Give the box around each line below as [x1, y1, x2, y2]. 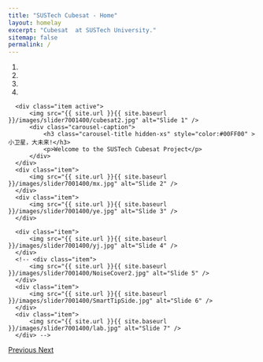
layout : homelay [8, 19, 61, 27]
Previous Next [8, 345, 54, 355]
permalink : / [8, 41, 51, 49]
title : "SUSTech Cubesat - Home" [8, 11, 118, 20]
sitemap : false [8, 33, 58, 42]
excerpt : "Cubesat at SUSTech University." [8, 26, 157, 34]
